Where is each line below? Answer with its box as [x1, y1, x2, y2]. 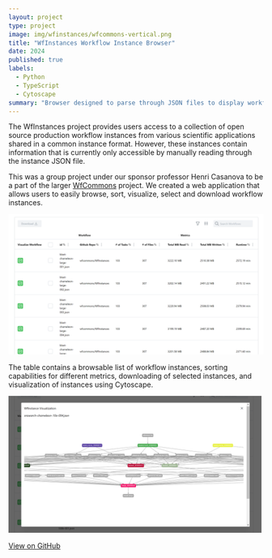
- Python [15, 73, 45, 81]
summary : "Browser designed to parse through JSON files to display [8, 98, 244, 107]
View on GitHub [8, 541, 61, 551]
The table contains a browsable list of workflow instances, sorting [8, 362, 228, 372]
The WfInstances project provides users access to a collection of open [8, 122, 244, 131]
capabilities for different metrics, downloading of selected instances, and [8, 371, 253, 380]
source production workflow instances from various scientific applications [8, 131, 256, 140]
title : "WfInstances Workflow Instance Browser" [8, 39, 176, 47]
